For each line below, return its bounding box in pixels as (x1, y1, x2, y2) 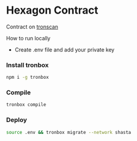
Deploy (6, 116, 27, 124)
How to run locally (6, 34, 50, 41)
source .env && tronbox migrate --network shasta (6, 129, 132, 135)
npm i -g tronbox (6, 75, 49, 81)
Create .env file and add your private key (14, 46, 114, 53)
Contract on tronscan (6, 23, 58, 30)
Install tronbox (6, 60, 49, 69)
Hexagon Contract (6, 4, 98, 17)
